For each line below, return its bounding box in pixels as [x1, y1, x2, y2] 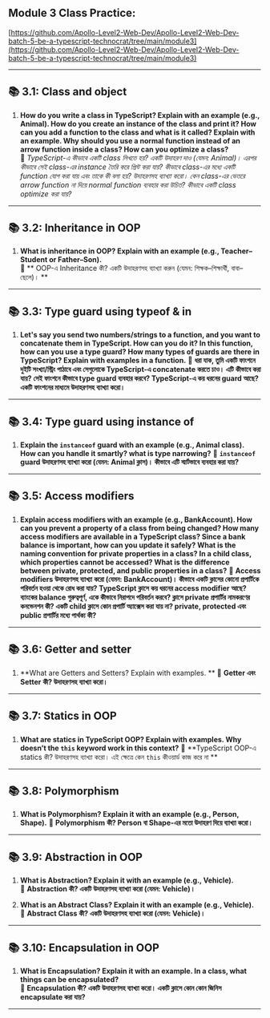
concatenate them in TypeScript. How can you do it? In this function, [19, 338, 254, 348]
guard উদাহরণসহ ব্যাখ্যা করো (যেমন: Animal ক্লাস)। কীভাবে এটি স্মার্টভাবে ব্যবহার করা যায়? [19, 457, 239, 467]
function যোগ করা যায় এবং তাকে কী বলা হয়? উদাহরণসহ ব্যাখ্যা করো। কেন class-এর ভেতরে [19, 171, 246, 180]
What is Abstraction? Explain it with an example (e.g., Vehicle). [19, 875, 234, 885]
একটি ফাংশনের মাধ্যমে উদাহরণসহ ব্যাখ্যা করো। [19, 382, 126, 392]
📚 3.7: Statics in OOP [8, 709, 118, 723]
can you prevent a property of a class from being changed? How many [19, 523, 259, 532]
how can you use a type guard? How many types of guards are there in [19, 347, 260, 357]
